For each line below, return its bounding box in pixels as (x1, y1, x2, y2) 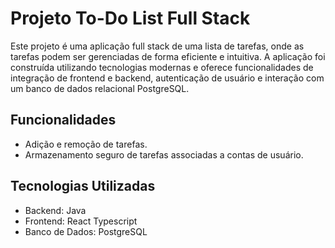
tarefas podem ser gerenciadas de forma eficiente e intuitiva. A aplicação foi (10, 50, 326, 62)
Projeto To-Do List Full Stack (10, 7, 251, 30)
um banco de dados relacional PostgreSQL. (10, 82, 190, 94)
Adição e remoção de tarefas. (24, 138, 148, 150)
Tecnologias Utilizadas (10, 178, 156, 195)
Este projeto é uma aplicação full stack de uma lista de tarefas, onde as (10, 40, 305, 52)
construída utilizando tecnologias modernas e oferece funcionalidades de (10, 61, 314, 73)
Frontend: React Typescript (24, 215, 138, 227)
